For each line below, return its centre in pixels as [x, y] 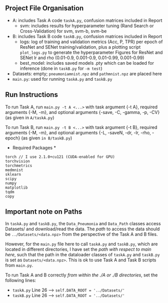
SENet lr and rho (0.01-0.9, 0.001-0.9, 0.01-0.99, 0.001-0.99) [82, 58]
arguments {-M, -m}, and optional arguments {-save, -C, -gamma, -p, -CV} [82, 112]
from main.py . [19, 265]
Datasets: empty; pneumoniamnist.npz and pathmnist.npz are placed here [87, 73]
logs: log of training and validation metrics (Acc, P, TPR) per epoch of [91, 42]
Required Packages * [34, 147]
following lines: [21, 280]
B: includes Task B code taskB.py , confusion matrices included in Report [87, 36]
